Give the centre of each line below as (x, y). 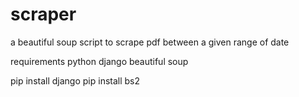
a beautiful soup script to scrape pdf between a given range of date (150, 42)
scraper (43, 14)
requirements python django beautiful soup (99, 61)
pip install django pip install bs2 (75, 80)
